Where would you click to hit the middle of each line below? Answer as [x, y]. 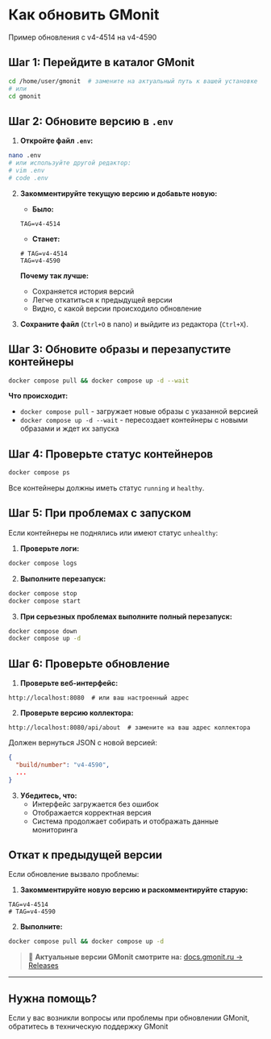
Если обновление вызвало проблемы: [74, 874]
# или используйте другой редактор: [70, 163]
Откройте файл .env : [56, 141]
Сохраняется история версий [83, 291]
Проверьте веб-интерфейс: [69, 683]
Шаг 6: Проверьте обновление [89, 663]
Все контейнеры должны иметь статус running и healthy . [106, 488]
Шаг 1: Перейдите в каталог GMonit [102, 63]
